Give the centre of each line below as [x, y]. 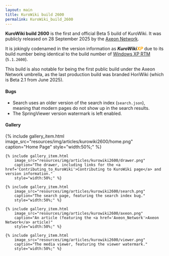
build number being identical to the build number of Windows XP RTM [78, 54]
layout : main [19, 10]
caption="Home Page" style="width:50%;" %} [53, 147]
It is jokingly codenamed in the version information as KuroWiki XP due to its [84, 49]
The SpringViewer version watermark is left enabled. [67, 113]
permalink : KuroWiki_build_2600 [39, 19]
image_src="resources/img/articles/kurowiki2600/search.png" [80, 191]
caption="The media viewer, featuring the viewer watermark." [81, 244]
